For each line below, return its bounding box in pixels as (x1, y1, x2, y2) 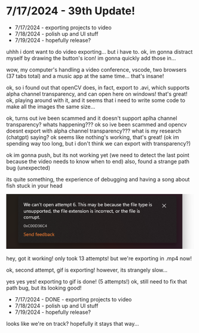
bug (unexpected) (6, 164, 51, 171)
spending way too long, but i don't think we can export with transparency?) (6, 140, 191, 147)
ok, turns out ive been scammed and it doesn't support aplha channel (6, 115, 177, 122)
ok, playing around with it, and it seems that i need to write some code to (6, 97, 185, 104)
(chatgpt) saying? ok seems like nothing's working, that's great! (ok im (6, 133, 179, 141)
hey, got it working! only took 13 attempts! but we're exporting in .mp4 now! (6, 255, 192, 262)
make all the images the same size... (6, 103, 96, 110)
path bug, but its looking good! (6, 285, 82, 292)
